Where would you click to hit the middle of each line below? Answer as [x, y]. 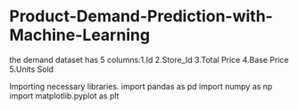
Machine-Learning [79, 35]
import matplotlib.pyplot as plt [64, 96]
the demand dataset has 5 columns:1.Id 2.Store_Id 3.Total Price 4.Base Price [149, 59]
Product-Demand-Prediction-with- [141, 16]
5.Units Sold [32, 69]
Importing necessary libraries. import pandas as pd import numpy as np [141, 86]
